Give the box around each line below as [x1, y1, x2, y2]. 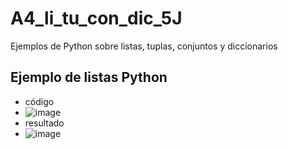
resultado [24, 117, 65, 129]
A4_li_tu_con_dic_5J [10, 7, 183, 30]
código [24, 95, 55, 107]
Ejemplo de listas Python [10, 69, 168, 86]
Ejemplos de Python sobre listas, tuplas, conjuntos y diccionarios [10, 40, 278, 52]
